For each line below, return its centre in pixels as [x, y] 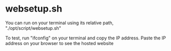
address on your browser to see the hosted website [59, 43]
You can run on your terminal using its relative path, [59, 23]
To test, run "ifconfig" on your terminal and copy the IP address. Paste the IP [86, 38]
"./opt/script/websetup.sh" [33, 28]
